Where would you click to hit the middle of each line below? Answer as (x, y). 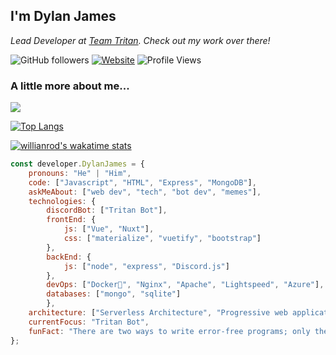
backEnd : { (69, 257)
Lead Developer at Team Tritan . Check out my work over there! (140, 40)
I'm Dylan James (63, 16)
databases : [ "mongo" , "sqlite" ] (114, 294)
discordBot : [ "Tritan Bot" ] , (107, 210)
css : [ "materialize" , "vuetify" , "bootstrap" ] (162, 239)
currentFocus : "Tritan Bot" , (89, 322)
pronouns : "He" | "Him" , (80, 173)
